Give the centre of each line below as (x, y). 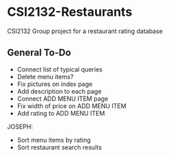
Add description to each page (59, 91)
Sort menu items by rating (54, 140)
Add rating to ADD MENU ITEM (61, 113)
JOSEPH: (20, 126)
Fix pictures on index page (55, 84)
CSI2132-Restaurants (70, 12)
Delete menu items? (45, 76)
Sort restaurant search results (59, 147)
